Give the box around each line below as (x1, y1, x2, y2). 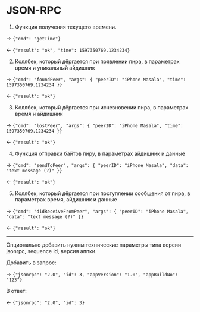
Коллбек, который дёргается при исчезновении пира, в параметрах (14, 103, 189, 111)
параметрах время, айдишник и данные (14, 196, 117, 203)
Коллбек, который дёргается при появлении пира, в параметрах (14, 58, 180, 65)
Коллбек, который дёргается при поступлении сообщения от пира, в (14, 190, 190, 197)
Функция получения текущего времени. (14, 23, 117, 30)
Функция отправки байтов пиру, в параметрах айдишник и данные (14, 150, 186, 157)
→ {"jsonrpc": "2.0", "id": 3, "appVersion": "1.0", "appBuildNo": (6, 270, 179, 278)
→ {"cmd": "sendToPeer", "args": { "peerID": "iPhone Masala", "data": (6, 161, 189, 168)
